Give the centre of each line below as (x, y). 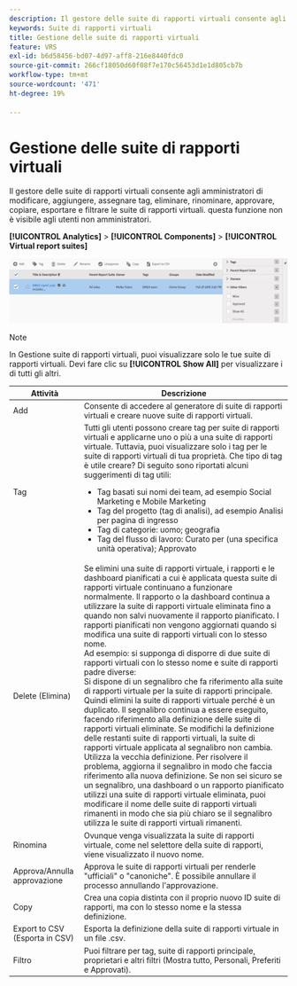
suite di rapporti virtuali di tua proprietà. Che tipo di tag (183, 456)
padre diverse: (110, 672)
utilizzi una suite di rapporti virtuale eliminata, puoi (175, 794)
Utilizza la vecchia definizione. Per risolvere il (166, 757)
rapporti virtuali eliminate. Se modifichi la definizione (179, 729)
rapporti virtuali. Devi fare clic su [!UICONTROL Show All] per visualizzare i (146, 364)
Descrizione (184, 393)
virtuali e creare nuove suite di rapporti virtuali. (168, 415)
